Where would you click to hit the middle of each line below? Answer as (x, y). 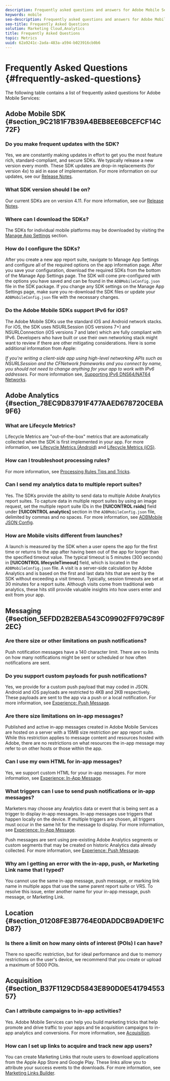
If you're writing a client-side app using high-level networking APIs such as (84, 358)
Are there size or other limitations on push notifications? (76, 641)
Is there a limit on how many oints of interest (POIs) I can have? (84, 943)
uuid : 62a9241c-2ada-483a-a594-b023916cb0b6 (53, 43)
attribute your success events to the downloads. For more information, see (83, 1067)
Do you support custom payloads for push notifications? (76, 675)
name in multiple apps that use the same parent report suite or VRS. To (79, 886)
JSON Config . (20, 522)
